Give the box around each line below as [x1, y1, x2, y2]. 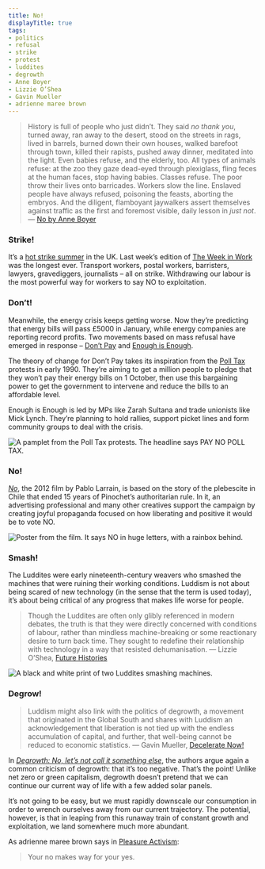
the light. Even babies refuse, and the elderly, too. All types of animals [27, 155, 256, 165]
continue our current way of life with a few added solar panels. [8, 780, 213, 790]
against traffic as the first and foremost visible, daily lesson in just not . [27, 206, 256, 216]
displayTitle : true [8, 19, 73, 27]
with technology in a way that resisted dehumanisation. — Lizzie [27, 645, 237, 654]
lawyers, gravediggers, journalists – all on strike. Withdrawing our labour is [8, 269, 252, 278]
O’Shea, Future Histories [27, 653, 108, 663]
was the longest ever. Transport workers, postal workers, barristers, [8, 261, 229, 270]
